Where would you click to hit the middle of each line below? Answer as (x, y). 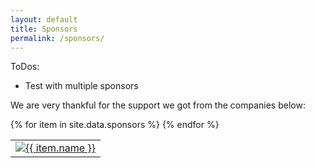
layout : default (44, 19)
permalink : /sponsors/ (57, 38)
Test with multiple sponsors (81, 86)
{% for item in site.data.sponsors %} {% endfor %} (115, 125)
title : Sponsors (44, 29)
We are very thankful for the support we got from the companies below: (158, 105)
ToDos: (25, 67)
